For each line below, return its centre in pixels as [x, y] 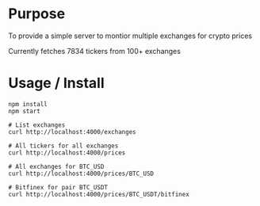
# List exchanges [37, 125]
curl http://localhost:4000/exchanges [72, 132]
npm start [25, 111]
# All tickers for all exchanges [63, 146]
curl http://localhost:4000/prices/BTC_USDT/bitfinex [99, 194]
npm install [28, 104]
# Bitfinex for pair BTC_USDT [58, 187]
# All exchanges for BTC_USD [56, 166]
